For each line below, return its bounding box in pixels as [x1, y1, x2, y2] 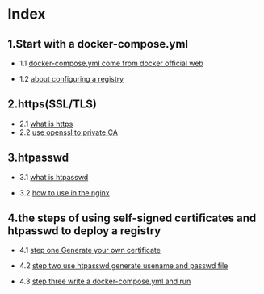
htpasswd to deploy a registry [7, 224, 161, 238]
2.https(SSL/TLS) [7, 98, 98, 111]
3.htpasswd [7, 151, 69, 165]
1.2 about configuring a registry [19, 74, 124, 83]
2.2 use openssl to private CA [19, 127, 119, 137]
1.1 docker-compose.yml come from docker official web [19, 58, 203, 68]
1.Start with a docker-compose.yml [7, 37, 189, 51]
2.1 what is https [19, 119, 73, 128]
